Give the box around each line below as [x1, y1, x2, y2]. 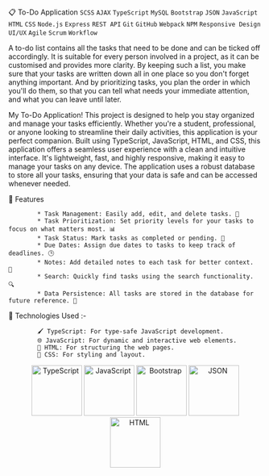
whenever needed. [8, 179, 71, 188]
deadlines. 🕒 [8, 249, 55, 257]
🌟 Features [8, 194, 44, 204]
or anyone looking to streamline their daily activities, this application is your [8, 127, 258, 136]
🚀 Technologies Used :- [8, 311, 87, 320]
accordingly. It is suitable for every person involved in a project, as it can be [8, 52, 259, 61]
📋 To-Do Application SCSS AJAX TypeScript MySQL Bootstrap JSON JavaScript [8, 7, 259, 17]
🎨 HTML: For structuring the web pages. [37, 344, 175, 352]
